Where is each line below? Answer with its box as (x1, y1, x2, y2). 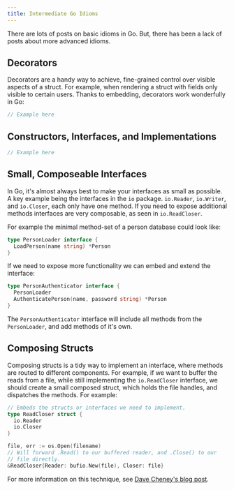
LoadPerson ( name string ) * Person (13, 242, 111, 250)
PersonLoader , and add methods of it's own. (7, 322, 133, 330)
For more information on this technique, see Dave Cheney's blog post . (7, 475, 210, 483)
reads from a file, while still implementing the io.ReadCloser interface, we (7, 376, 218, 384)
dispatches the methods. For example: (7, 390, 117, 399)
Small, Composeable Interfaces (7, 168, 147, 180)
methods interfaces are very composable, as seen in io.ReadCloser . (7, 209, 203, 217)
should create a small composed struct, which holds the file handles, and (7, 383, 218, 392)
